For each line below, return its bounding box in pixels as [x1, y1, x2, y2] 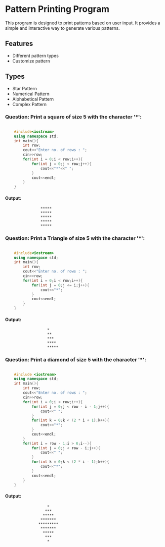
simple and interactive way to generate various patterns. [5, 25, 120, 31]
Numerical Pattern [12, 91, 49, 97]
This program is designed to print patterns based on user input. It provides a [5, 20, 161, 26]
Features [5, 40, 33, 48]
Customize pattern [12, 58, 50, 64]
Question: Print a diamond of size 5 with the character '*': [5, 356, 147, 363]
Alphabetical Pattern [12, 96, 54, 102]
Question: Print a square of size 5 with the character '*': [5, 113, 142, 120]
